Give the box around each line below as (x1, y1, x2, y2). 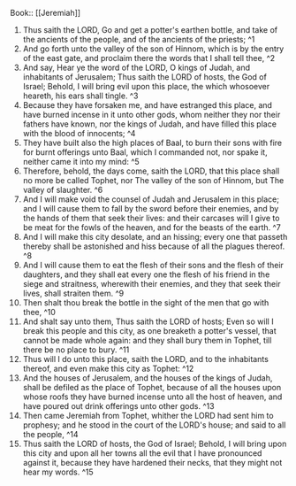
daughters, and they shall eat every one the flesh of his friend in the (22, 269, 270, 280)
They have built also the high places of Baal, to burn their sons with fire (22, 137, 283, 148)
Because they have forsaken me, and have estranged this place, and (22, 100, 273, 110)
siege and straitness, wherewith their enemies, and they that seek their (22, 279, 281, 289)
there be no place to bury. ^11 (22, 344, 130, 355)
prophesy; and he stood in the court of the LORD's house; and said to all (22, 420, 286, 430)
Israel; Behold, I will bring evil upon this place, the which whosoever (22, 81, 270, 91)
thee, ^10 (22, 307, 57, 317)
